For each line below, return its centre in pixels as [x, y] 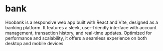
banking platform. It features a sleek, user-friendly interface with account [81, 27]
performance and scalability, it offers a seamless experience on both [76, 38]
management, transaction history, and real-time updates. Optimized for [78, 33]
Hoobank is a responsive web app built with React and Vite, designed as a [82, 22]
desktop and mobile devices [34, 43]
